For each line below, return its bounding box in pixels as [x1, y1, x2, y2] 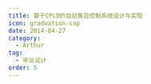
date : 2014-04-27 [8, 26, 66, 34]
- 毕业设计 [15, 57, 47, 65]
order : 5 [8, 64, 38, 72]
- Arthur [15, 42, 45, 50]
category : [8, 34, 42, 42]
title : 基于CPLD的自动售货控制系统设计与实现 [8, 11, 144, 20]
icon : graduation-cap [8, 19, 81, 27]
